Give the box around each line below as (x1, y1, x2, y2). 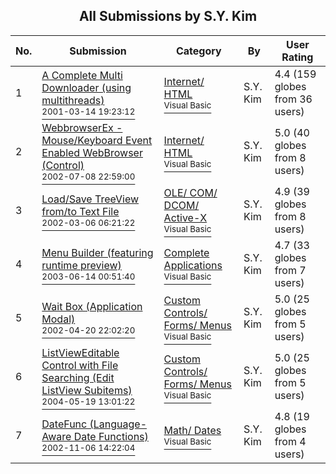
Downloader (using (41, 80, 132, 94)
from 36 (274, 92, 313, 106)
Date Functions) (73, 429, 149, 443)
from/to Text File (41, 204, 120, 218)
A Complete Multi (41, 68, 123, 82)
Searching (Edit (41, 370, 115, 384)
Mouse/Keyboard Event (41, 133, 153, 147)
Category (175, 44, 222, 58)
